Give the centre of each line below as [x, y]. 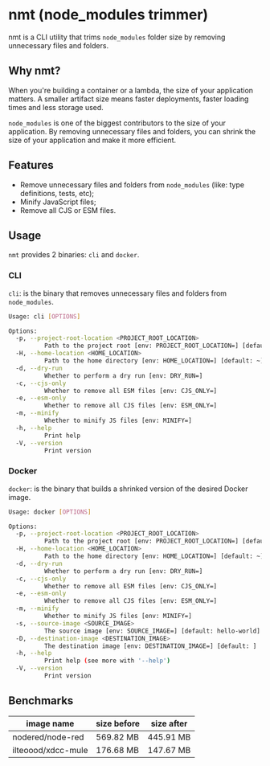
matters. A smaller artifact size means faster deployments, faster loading [129, 99]
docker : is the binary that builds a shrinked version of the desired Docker [128, 489]
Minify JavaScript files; [58, 202]
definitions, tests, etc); [57, 193]
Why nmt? [35, 71]
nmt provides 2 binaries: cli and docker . [74, 255]
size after [169, 723]
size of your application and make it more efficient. [92, 140]
